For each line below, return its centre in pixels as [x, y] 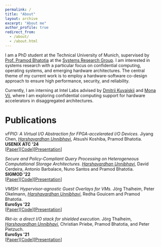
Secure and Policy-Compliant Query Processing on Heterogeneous [72, 159]
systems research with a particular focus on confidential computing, [73, 65]
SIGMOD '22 [18, 174]
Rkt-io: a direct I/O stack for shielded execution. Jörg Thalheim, [68, 219]
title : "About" [20, 14]
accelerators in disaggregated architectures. [49, 101]
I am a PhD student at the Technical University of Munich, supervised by [77, 55]
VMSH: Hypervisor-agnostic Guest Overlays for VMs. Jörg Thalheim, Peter [80, 189]
